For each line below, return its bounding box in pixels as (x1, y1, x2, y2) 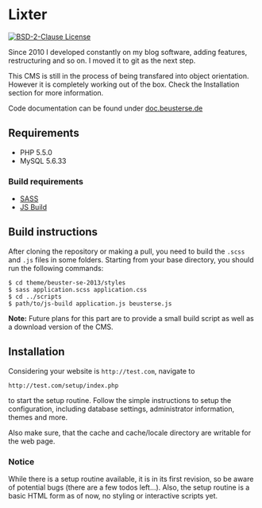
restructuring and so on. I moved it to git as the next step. (8, 56, 196, 65)
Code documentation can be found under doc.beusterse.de (8, 103, 203, 113)
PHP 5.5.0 (19, 147, 53, 157)
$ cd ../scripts (8, 293, 62, 301)
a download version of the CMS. (8, 322, 114, 332)
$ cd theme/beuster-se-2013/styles (8, 278, 126, 287)
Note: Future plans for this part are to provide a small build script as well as (8, 313, 254, 323)
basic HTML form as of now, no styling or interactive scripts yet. (8, 491, 218, 500)
